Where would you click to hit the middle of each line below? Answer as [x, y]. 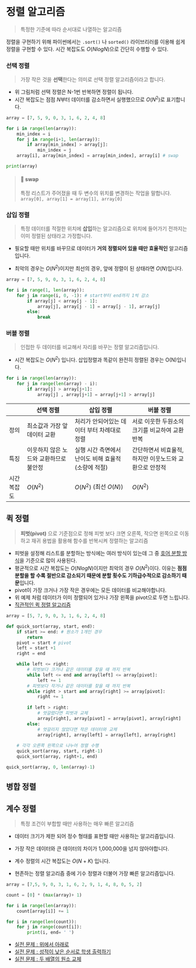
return [35, 637]
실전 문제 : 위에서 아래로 [42, 945]
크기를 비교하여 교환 [158, 430]
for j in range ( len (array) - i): [57, 384]
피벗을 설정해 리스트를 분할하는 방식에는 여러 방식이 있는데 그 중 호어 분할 [98, 553]
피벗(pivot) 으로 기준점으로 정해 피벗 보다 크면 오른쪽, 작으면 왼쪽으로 [99, 533]
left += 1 [49, 680]
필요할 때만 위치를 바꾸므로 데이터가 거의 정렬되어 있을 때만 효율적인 [91, 249]
